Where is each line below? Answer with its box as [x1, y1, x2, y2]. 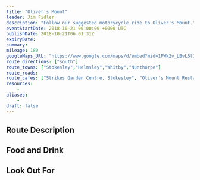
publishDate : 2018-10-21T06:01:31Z [6, 31, 95, 37]
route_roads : [6, 70, 39, 76]
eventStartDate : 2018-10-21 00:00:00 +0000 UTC [6, 25, 127, 32]
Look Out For [6, 165, 55, 176]
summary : [6, 42, 28, 48]
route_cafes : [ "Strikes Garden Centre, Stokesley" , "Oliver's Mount [6, 75, 180, 81]
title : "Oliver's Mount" [6, 8, 68, 15]
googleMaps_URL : [6, 53, 46, 59]
